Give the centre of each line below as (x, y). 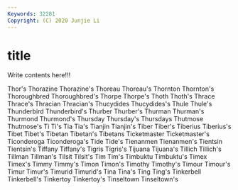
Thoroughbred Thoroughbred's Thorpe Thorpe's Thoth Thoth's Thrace (111, 96)
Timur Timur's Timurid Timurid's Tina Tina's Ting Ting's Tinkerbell (104, 172)
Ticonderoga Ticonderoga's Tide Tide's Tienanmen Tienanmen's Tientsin (115, 142)
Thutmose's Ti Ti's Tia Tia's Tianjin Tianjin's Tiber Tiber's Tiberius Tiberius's (119, 127)
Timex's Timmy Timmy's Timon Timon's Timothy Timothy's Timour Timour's (119, 164)
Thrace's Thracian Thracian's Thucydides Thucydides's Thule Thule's (110, 104)
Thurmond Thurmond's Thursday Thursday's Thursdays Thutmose (106, 119)
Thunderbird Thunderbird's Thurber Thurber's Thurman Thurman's (106, 111)
